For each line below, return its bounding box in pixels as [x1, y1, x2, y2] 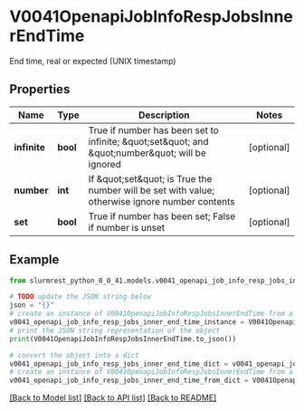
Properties [9, 81, 71, 97]
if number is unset [88, 221, 166, 234]
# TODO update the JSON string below [9, 292, 152, 301]
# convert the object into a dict [9, 350, 140, 359]
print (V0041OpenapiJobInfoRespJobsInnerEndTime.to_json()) [9, 334, 237, 343]
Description [138, 109, 190, 121]
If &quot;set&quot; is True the [88, 172, 213, 185]
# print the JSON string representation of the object [9, 326, 221, 335]
